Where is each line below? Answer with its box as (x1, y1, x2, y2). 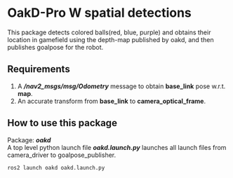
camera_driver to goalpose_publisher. (7, 151, 116, 159)
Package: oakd (7, 135, 51, 144)
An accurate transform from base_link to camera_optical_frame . (17, 97, 206, 105)
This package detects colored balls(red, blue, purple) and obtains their (7, 28, 211, 36)
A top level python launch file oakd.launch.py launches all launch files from (7, 143, 227, 151)
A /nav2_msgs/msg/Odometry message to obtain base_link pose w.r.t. (17, 82, 226, 90)
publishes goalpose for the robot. (7, 43, 104, 51)
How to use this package (7, 117, 118, 129)
